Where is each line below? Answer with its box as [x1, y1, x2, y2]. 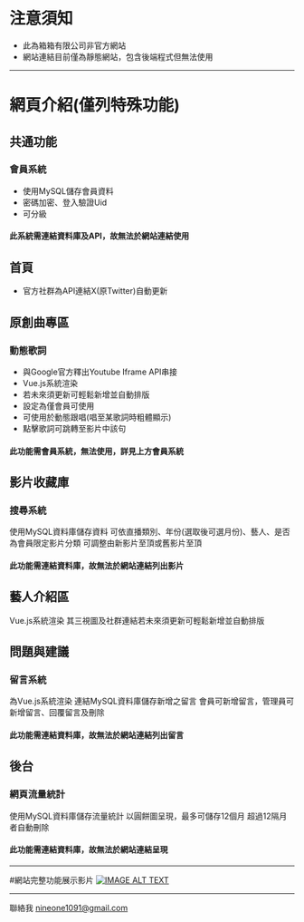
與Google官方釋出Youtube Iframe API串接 [22, 366, 178, 377]
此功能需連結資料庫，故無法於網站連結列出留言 [9, 729, 184, 740]
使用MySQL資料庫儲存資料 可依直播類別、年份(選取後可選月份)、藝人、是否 [9, 527, 291, 538]
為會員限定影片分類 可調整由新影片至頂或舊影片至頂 [9, 538, 202, 548]
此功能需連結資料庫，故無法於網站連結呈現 [9, 844, 168, 855]
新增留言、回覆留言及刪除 [9, 707, 105, 718]
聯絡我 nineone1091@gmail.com [9, 902, 128, 913]
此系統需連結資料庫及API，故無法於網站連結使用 [9, 230, 190, 241]
